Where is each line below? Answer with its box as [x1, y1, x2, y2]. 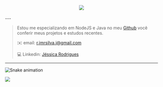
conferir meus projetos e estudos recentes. [16, 30, 103, 36]
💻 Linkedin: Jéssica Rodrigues [16, 51, 79, 57]
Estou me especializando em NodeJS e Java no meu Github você [16, 25, 148, 31]
